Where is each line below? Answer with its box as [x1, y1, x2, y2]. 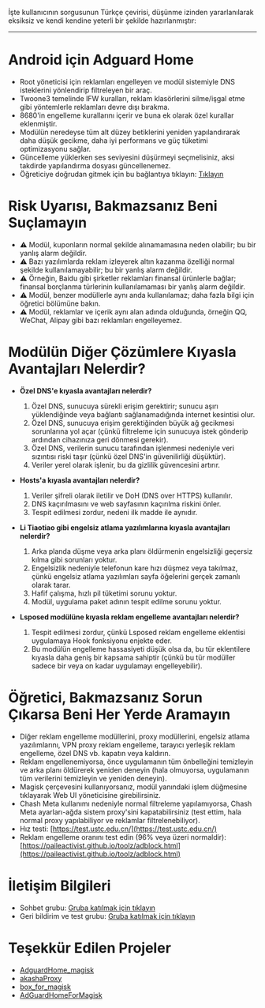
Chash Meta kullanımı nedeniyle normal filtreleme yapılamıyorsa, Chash [19, 799, 252, 808]
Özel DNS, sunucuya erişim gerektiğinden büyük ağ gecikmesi [31, 418, 234, 427]
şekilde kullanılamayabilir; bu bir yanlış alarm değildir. [19, 265, 193, 274]
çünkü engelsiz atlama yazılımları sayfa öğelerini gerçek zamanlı [31, 571, 241, 581]
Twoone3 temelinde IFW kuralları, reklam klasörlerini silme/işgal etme [19, 93, 245, 103]
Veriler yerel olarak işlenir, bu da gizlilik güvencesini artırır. [31, 460, 221, 469]
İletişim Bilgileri [8, 877, 111, 894]
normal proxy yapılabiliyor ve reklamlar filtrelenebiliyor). [19, 815, 200, 825]
